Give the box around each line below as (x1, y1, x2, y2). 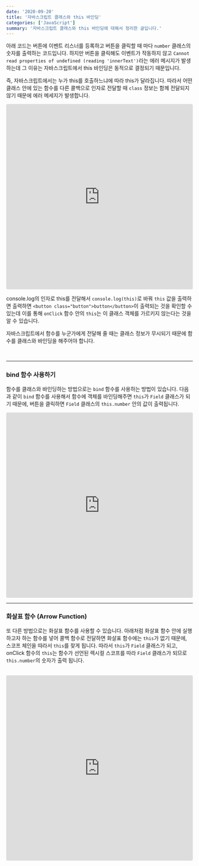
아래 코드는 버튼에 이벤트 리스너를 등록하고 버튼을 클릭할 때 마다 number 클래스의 (6, 42, 191, 49)
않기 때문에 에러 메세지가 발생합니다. (6, 92, 90, 99)
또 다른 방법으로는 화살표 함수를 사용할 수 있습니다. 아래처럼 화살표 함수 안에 (6, 627, 182, 634)
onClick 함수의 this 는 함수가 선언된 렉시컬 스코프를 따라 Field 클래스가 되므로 (6, 649, 188, 656)
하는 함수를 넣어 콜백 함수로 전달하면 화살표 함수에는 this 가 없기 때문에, (21, 634, 188, 641)
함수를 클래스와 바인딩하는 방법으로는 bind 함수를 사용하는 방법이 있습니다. (6, 385, 178, 392)
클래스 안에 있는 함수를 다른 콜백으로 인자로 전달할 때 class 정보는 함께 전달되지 (6, 84, 190, 92)
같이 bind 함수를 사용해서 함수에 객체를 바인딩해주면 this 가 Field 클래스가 (12, 393, 185, 400)
